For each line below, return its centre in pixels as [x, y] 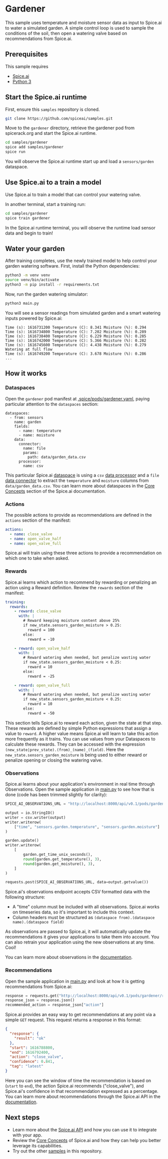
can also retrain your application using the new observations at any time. [80, 942]
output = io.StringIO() [30, 813]
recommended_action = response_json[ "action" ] [54, 1005]
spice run [15, 152]
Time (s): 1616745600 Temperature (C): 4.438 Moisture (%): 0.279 [76, 345]
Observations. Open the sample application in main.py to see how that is [80, 789]
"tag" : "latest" [26, 1066]
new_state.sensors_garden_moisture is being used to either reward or [76, 755]
